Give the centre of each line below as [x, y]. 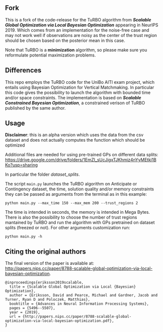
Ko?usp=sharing [21, 165]
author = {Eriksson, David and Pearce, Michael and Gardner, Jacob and [84, 295]
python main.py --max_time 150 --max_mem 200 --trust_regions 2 [72, 203]
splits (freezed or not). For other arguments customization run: [68, 228]
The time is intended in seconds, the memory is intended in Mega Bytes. [77, 212]
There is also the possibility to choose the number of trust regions [71, 217]
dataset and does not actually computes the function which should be [75, 140]
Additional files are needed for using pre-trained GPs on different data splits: [82, 155]
